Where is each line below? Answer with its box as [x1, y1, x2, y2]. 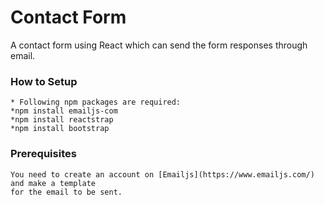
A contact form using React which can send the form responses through [10, 39, 308, 51]
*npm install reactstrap [10, 115, 114, 125]
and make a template [10, 178, 97, 188]
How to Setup [10, 74, 78, 88]
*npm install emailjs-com [10, 106, 118, 116]
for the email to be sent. [10, 187, 123, 197]
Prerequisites [10, 147, 77, 161]
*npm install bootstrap [10, 124, 110, 134]
